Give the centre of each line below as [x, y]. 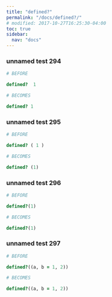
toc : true [19, 29]
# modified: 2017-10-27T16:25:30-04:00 [56, 23]
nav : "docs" [27, 40]
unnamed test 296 [34, 183]
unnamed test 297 [33, 244]
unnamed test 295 [34, 122]
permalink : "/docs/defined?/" [44, 18]
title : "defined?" [29, 12]
